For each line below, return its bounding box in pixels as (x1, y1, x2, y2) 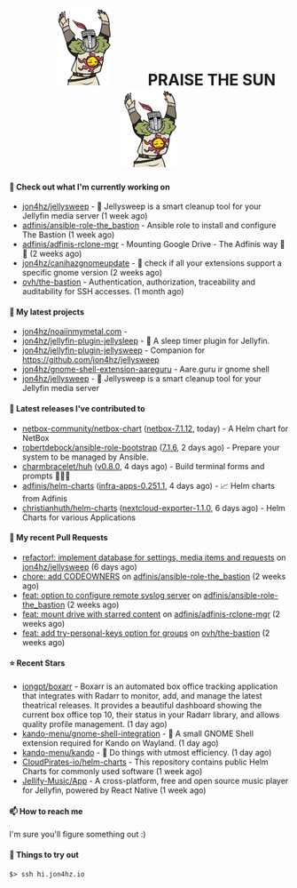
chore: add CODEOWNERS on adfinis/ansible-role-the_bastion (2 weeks (21, 571, 286, 581)
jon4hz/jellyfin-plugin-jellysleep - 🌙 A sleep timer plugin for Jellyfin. (21, 336, 270, 347)
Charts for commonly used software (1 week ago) (21, 765, 203, 776)
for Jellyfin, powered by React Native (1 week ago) (21, 785, 207, 796)
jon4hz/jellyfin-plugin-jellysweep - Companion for (21, 345, 206, 356)
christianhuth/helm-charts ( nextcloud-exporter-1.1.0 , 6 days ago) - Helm (21, 502, 285, 513)
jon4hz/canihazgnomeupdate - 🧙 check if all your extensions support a (21, 258, 282, 268)
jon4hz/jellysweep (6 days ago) (21, 561, 137, 572)
